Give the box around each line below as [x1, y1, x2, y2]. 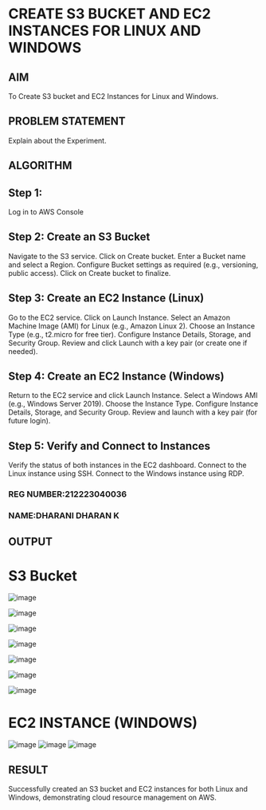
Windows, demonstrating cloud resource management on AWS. [8, 792, 217, 802]
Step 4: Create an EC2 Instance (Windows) [8, 370, 225, 383]
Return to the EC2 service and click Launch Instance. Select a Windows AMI [8, 391, 258, 400]
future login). [8, 416, 51, 426]
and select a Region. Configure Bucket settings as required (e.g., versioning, [8, 260, 259, 269]
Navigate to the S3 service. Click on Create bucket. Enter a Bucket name [8, 251, 246, 261]
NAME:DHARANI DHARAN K [8, 510, 119, 521]
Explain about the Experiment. [8, 136, 107, 145]
